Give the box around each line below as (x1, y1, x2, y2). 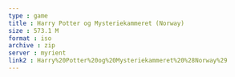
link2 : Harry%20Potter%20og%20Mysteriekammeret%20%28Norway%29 (8, 57, 228, 65)
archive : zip (8, 42, 56, 50)
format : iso (8, 34, 52, 43)
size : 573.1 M (8, 26, 59, 34)
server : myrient (8, 49, 67, 57)
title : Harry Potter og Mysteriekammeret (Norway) (8, 19, 184, 27)
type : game (8, 11, 48, 20)
